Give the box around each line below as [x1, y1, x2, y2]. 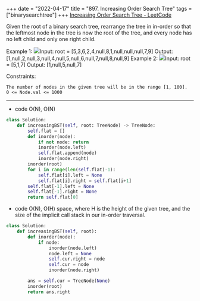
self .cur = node [48, 262, 89, 268]
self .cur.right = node [48, 256, 105, 262]
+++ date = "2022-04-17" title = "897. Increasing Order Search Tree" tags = [6, 5, 192, 12]
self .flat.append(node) [37, 150, 97, 156]
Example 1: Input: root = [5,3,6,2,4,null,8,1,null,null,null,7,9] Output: [6, 48, 173, 55]
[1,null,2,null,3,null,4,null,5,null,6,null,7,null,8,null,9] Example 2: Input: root [6, 55, 190, 62]
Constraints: [6, 73, 36, 80]
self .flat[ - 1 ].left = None [27, 183, 95, 189]
